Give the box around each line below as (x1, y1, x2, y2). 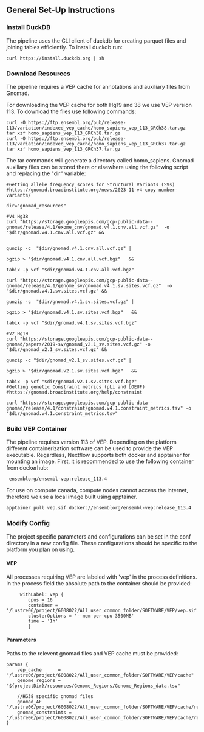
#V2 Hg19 (6, 330, 29, 336)
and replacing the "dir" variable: (6, 170, 86, 177)
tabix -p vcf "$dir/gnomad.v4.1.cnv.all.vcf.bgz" (6, 267, 135, 273)
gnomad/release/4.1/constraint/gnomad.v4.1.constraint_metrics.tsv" (6, 405, 183, 411)
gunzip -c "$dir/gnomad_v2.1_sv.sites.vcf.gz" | (6, 357, 132, 363)
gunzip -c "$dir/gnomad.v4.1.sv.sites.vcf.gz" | (6, 298, 135, 305)
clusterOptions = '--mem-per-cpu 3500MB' (28, 613, 135, 619)
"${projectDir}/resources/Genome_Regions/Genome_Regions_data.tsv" (6, 683, 181, 689)
